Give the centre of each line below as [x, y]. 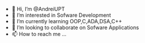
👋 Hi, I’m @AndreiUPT [38, 9]
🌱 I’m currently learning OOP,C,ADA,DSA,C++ [67, 21]
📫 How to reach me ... [39, 34]
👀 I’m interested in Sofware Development [61, 15]
